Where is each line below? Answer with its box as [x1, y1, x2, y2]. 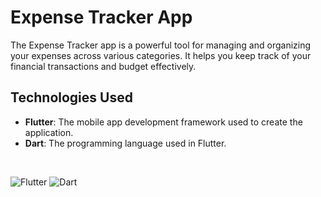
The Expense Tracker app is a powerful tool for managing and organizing [10, 39, 312, 51]
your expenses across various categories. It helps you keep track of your [10, 49, 312, 61]
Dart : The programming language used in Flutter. [24, 137, 227, 149]
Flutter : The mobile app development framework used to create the [24, 116, 303, 128]
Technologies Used [10, 89, 133, 106]
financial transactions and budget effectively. [10, 60, 197, 72]
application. [24, 126, 74, 138]
